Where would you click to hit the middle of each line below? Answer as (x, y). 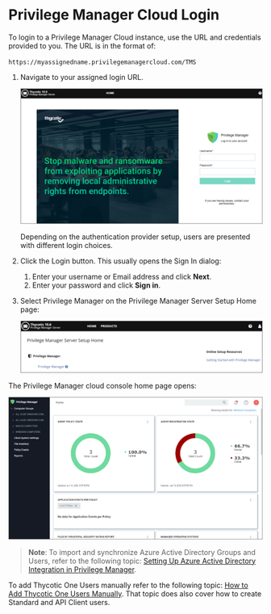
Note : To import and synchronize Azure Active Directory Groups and (142, 552)
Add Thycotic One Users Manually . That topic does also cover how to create (135, 593)
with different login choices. (66, 246)
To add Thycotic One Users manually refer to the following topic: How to (128, 585)
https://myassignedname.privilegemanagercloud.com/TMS (102, 62)
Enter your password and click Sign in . (96, 285)
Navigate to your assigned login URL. (81, 77)
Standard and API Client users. (59, 602)
